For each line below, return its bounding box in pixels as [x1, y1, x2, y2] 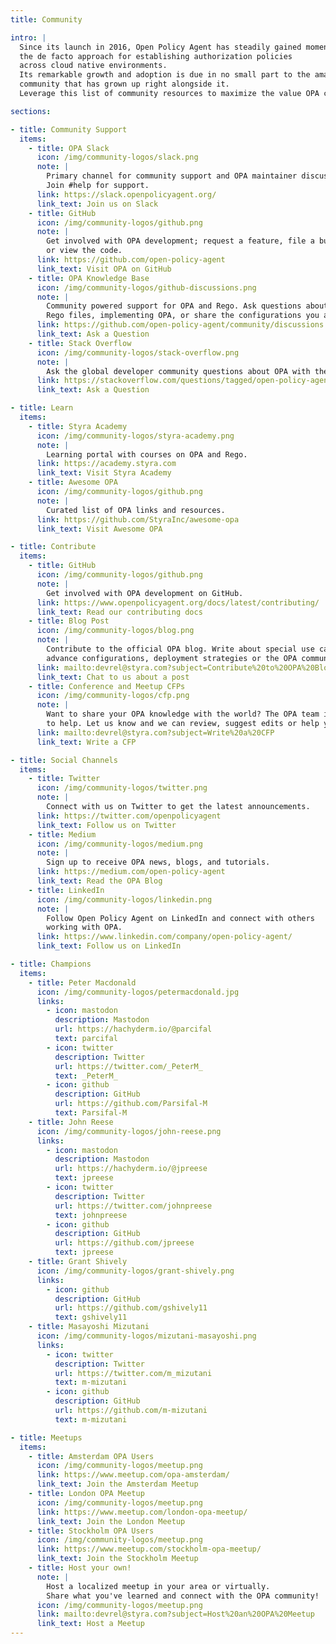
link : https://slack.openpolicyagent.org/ [36, 189, 217, 200]
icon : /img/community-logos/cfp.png [36, 691, 190, 701]
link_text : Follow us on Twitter [36, 820, 177, 830]
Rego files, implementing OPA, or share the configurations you [46, 311, 320, 321]
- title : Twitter [28, 774, 101, 784]
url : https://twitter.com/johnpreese [54, 1201, 213, 1211]
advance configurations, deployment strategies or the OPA [46, 653, 298, 663]
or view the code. [46, 246, 123, 256]
